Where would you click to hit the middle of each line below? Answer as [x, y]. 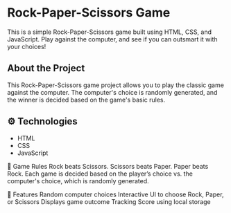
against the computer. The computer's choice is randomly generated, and [112, 92]
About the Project [46, 68]
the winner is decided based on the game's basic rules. [86, 100]
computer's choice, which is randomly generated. [78, 180]
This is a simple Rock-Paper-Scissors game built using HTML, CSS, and [110, 32]
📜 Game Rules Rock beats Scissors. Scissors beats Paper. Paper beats [108, 166]
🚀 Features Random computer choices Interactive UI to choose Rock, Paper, [115, 194]
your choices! [27, 46]
